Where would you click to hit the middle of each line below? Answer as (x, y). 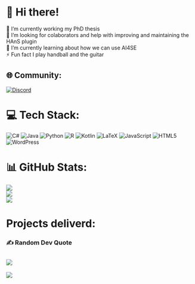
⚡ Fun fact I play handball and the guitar (55, 54)
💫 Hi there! (33, 12)
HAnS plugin (21, 41)
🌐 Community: (34, 75)
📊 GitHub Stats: (47, 167)
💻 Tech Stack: (43, 115)
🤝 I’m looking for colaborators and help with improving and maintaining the (97, 35)
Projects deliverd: (51, 223)
